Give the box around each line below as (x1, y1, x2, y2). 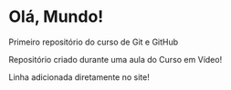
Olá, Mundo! (8, 6, 104, 27)
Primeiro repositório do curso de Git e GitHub (8, 36, 179, 47)
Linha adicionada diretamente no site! (8, 71, 150, 83)
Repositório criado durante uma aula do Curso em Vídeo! (8, 54, 223, 65)
